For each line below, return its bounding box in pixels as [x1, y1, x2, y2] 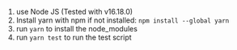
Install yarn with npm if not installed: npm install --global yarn [15, 15, 230, 25]
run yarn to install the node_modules [15, 24, 138, 33]
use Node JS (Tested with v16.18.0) [15, 7, 133, 16]
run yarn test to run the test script [15, 32, 132, 42]
